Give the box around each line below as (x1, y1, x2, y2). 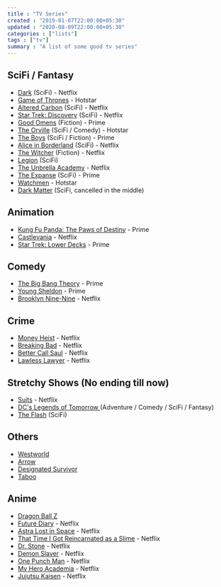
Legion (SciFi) (17, 156, 59, 164)
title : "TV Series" (7, 10, 69, 18)
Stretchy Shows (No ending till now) (7, 376, 169, 389)
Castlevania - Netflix (17, 233, 78, 241)
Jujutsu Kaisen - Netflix (17, 571, 86, 580)
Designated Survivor (17, 465, 78, 473)
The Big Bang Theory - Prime (17, 279, 103, 288)
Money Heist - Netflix (17, 334, 80, 342)
